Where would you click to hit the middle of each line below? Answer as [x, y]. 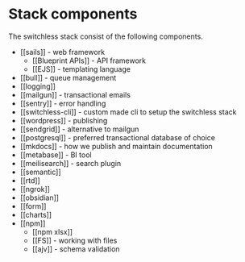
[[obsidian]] [39, 198]
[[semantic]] [40, 172]
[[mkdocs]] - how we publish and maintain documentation [116, 146]
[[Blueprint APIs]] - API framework [89, 60]
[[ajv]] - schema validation [76, 249]
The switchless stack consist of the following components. [106, 36]
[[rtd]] [30, 180]
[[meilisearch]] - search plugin [71, 163]
